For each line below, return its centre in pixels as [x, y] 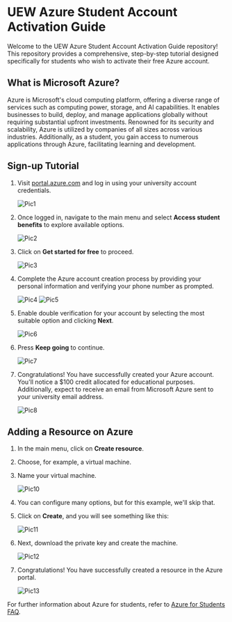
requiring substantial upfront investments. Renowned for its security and [110, 122]
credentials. [34, 190]
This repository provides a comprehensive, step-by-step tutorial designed [113, 54]
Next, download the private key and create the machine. [98, 543]
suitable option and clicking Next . [65, 320]
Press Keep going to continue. [61, 347]
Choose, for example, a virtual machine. [74, 462]
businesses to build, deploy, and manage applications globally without [108, 114]
